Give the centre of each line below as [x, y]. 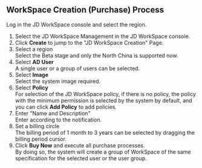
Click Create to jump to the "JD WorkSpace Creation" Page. [89, 42]
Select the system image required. [58, 81]
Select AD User [34, 62]
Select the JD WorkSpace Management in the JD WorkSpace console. [103, 36]
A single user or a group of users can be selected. [77, 68]
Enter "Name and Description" [53, 113]
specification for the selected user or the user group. [81, 158]
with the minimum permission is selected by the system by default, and [103, 100]
